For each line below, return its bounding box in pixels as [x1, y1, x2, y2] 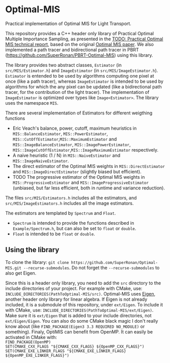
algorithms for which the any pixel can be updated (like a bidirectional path [5, 83, 162, 90]
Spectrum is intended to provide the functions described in [12, 220, 134, 226]
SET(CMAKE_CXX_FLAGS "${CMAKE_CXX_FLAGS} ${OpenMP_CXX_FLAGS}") [5, 344, 145, 349]
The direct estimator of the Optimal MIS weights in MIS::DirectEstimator [12, 163, 165, 169]
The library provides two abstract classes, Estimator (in [5, 62, 122, 68]
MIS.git [5, 265, 22, 271]
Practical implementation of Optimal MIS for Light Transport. [5, 20, 131, 27]
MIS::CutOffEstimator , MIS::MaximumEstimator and [12, 136, 117, 142]
